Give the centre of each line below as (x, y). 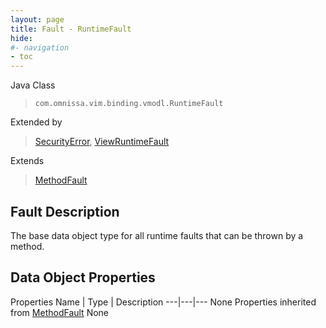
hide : (21, 38)
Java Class (33, 85)
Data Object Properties (83, 277)
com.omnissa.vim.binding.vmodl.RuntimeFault (129, 104)
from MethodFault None (60, 312)
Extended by (36, 122)
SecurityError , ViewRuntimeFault (102, 142)
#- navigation (40, 47)
